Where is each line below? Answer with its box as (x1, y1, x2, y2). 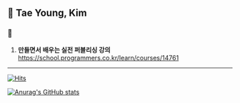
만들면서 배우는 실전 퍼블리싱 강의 (17, 45, 111, 54)
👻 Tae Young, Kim (7, 7, 87, 19)
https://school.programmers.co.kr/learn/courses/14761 (17, 53, 179, 62)
